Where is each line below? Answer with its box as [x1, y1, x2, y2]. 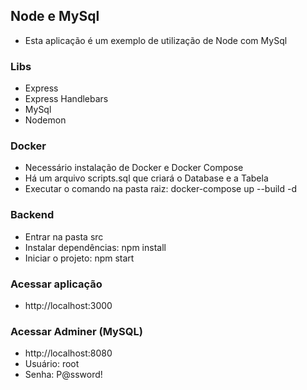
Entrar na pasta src [24, 230, 104, 243]
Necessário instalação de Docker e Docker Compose [24, 162, 244, 174]
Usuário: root [24, 358, 80, 370]
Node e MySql [10, 8, 100, 25]
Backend [10, 208, 55, 222]
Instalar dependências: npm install [24, 241, 167, 253]
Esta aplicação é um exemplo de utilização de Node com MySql [24, 34, 288, 46]
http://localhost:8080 [24, 347, 113, 359]
